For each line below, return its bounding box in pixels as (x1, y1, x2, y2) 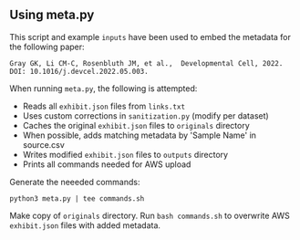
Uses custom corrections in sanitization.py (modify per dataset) (22, 110, 269, 121)
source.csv (22, 139, 66, 150)
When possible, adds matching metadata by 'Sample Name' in (22, 130, 257, 141)
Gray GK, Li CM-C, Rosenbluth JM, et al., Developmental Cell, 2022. (9, 58, 284, 68)
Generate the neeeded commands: (9, 176, 140, 187)
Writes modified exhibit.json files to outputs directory (22, 149, 229, 160)
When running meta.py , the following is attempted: (9, 82, 198, 94)
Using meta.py (9, 7, 95, 23)
